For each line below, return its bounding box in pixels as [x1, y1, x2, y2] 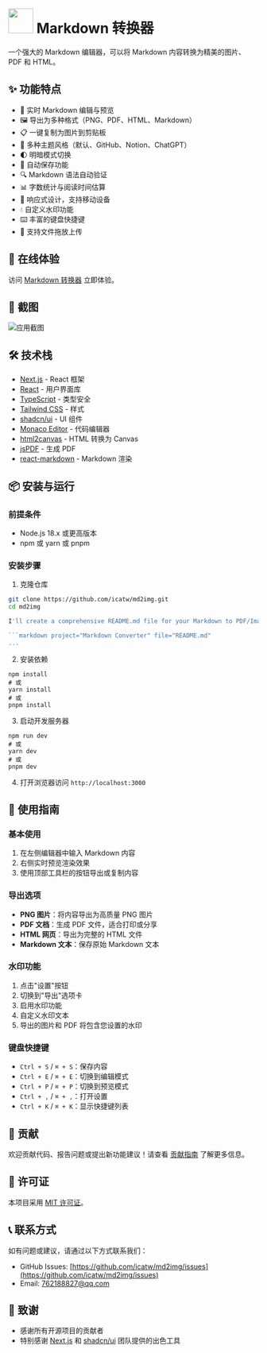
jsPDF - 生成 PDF [19, 444, 76, 454]
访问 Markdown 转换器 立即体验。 [8, 275, 119, 284]
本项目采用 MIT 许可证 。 [8, 1197, 88, 1207]
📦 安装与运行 [8, 479, 75, 493]
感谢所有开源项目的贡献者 [19, 1326, 104, 1336]
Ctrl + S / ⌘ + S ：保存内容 [19, 1061, 108, 1072]
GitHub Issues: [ [19, 1262, 73, 1271]
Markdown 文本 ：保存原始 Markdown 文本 [19, 939, 160, 949]
